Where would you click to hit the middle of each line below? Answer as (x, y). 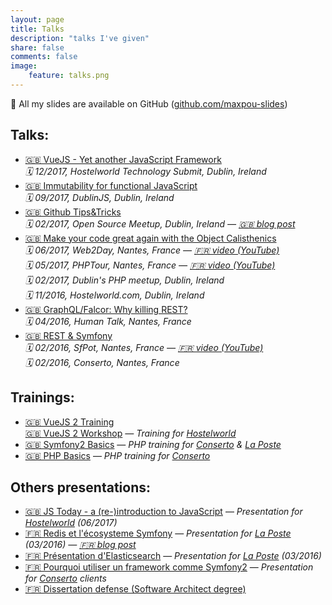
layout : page (37, 19)
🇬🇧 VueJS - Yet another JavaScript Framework (123, 159)
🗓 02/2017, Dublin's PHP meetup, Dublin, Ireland (124, 280)
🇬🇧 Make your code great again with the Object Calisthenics (150, 238)
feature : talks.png (69, 76)
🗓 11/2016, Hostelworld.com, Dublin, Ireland (114, 295)
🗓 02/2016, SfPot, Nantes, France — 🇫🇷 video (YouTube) (144, 347)
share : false (37, 47)
